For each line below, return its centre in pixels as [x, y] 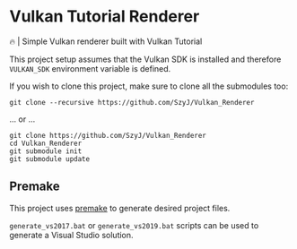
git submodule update [50, 159]
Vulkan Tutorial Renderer [105, 17]
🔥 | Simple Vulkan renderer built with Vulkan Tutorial [106, 41]
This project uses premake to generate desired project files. [120, 208]
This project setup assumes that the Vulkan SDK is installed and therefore [145, 59]
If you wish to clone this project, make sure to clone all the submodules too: [149, 86]
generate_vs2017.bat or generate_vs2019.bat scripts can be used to [134, 225]
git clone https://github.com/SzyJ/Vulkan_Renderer [108, 135]
